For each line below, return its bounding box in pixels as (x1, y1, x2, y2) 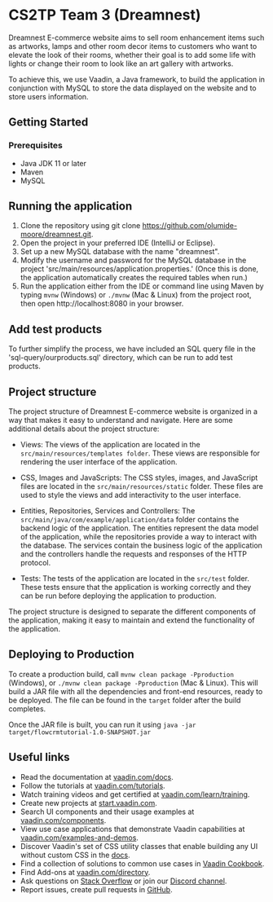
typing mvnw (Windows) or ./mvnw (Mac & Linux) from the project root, (20, 290, 252, 300)
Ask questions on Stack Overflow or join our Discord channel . (20, 876, 227, 886)
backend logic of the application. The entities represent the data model (20, 523, 259, 533)
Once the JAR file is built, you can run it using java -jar (8, 719, 196, 729)
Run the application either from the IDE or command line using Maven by (20, 281, 264, 291)
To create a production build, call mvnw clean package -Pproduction (8, 669, 235, 679)
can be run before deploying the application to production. (20, 591, 217, 601)
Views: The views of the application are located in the (20, 440, 201, 450)
